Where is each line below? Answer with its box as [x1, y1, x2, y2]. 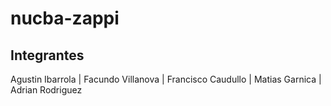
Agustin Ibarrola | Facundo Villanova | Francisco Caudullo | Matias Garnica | [10, 73, 322, 85]
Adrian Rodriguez [10, 84, 83, 96]
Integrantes [10, 47, 85, 64]
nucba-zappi [10, 7, 120, 30]
